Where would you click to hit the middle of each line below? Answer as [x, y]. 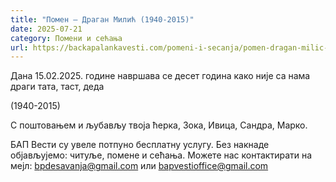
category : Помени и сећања [66, 38]
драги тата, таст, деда [57, 87]
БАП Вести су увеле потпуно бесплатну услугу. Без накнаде [140, 145]
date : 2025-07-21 [46, 29]
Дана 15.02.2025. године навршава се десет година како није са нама [160, 76]
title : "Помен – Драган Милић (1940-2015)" [102, 19]
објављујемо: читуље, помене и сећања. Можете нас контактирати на [161, 155]
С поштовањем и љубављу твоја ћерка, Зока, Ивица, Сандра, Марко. [159, 125]
